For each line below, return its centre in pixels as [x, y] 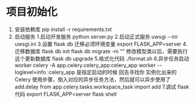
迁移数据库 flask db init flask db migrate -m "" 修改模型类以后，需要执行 [101, 51]
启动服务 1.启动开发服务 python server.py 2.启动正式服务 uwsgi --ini [96, 36]
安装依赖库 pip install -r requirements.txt [63, 29]
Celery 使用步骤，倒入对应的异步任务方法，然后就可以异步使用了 [93, 79]
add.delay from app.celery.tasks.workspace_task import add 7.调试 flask [102, 87]
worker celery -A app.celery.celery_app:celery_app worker [85, 65]
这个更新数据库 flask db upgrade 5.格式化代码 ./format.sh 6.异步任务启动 [102, 59]
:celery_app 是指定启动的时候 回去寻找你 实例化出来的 [112, 72]
